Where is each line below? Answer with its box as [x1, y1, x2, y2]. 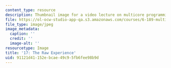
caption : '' [10, 31, 36, 36]
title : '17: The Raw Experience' [5, 50, 76, 55]
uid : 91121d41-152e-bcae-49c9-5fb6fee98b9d [5, 55, 99, 60]
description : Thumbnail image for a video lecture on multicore [5, 12, 145, 17]
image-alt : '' [10, 41, 40, 46]
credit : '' [10, 36, 33, 41]
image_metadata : [5, 27, 40, 32]
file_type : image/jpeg [5, 21, 53, 27]
